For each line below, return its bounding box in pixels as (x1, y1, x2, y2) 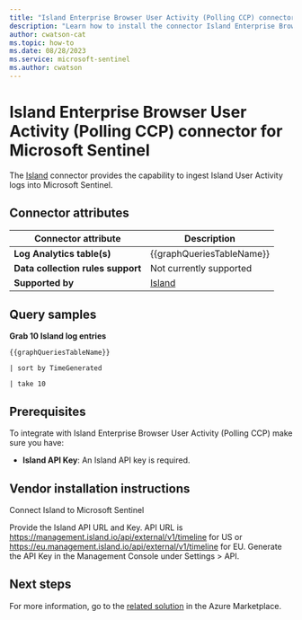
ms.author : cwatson (9, 64, 83, 73)
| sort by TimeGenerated (9, 364, 102, 373)
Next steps (9, 577, 72, 592)
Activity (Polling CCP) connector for (9, 121, 283, 142)
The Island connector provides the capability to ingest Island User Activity (9, 170, 283, 181)
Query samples (9, 307, 97, 323)
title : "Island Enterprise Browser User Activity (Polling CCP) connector (9, 13, 296, 22)
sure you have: (9, 438, 65, 448)
